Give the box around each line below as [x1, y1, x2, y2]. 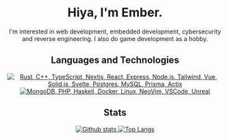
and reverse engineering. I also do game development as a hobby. [21, 34, 209, 42]
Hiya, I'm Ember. [67, 5, 163, 20]
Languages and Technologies [51, 55, 179, 66]
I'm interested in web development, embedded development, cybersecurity [9, 27, 221, 36]
